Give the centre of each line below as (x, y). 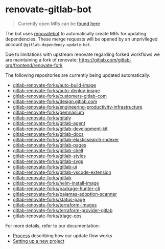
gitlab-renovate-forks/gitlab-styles (49, 156)
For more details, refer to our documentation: (53, 225)
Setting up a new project (39, 241)
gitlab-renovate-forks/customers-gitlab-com (60, 96)
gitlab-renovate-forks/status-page (49, 199)
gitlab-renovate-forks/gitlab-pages (50, 145)
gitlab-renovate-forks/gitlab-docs (48, 134)
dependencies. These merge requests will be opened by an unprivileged (81, 39)
